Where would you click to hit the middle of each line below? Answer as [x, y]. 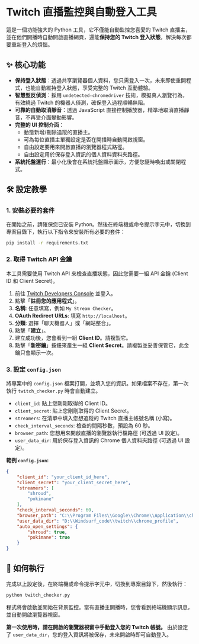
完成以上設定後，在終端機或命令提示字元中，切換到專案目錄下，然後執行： [97, 584]
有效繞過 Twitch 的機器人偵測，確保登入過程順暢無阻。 [81, 102]
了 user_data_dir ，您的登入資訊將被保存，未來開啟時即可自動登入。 [89, 635]
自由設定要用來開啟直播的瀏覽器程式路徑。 [76, 147]
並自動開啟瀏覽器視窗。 [35, 614]
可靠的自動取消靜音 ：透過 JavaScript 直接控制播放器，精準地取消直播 [99, 110]
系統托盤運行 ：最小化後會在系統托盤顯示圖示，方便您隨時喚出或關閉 [98, 162]
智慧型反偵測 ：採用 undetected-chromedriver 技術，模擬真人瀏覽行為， [101, 95]
